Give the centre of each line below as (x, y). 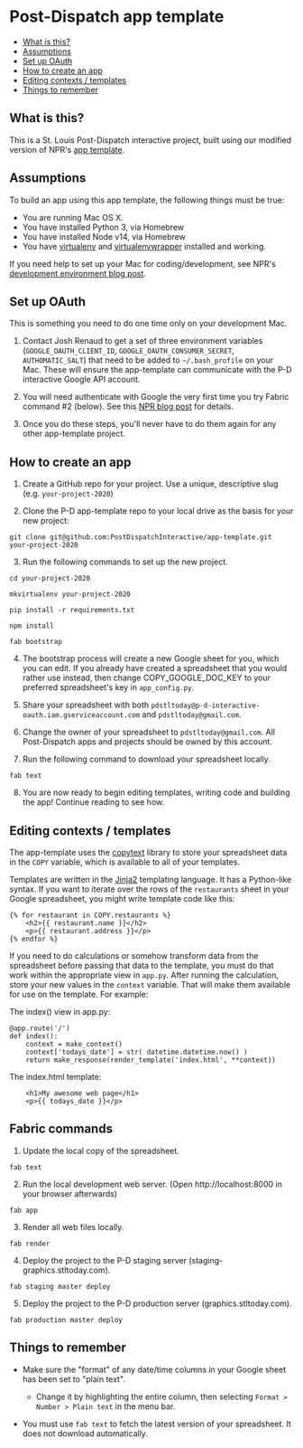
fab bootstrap (36, 642)
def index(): (34, 1036)
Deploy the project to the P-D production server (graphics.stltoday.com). (157, 1303)
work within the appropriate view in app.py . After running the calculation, (144, 975)
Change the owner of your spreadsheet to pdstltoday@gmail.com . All (148, 732)
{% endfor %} (34, 939)
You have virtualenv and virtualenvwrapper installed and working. (144, 246)
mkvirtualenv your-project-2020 (70, 594)
